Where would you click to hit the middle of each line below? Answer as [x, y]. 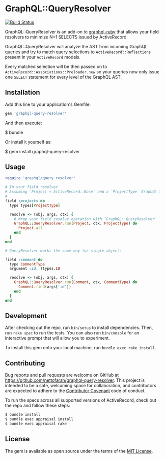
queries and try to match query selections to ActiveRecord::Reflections [78, 52]
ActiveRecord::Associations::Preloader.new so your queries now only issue [82, 71]
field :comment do [24, 260]
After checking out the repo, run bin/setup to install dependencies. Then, [79, 328]
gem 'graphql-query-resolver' [36, 113]
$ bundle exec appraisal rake [36, 424]
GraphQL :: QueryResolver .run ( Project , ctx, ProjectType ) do [76, 224]
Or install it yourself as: [28, 142]
